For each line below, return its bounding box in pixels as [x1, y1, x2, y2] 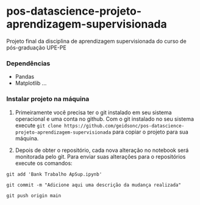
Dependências [6, 59, 51, 68]
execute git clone [15, 121, 62, 129]
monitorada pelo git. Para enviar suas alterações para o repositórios [15, 153, 186, 160]
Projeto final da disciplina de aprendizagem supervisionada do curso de [6, 37, 187, 45]
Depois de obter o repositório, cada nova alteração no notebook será [15, 146, 189, 154]
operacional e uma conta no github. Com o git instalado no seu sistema [15, 115, 194, 123]
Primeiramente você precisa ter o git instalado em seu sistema [15, 109, 172, 116]
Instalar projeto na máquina [6, 95, 90, 103]
